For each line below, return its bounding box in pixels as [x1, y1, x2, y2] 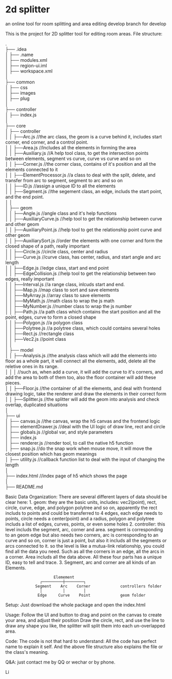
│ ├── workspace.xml [5, 68, 53, 74]
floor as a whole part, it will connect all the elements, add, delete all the [5, 358, 156, 364]
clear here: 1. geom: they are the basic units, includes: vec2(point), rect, [5, 499, 157, 505]
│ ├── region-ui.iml [5, 62, 47, 68]
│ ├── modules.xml [5, 57, 48, 63]
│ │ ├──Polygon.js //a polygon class [5, 319, 83, 325]
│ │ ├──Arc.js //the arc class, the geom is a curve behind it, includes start [5, 133, 162, 140]
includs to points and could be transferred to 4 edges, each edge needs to [5, 510, 163, 516]
